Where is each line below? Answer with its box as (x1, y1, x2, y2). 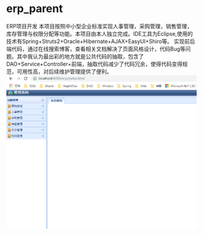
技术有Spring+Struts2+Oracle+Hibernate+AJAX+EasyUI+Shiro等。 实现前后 (6, 37, 195, 45)
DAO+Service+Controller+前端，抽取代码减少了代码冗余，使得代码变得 (6, 60, 182, 68)
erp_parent (6, 2, 63, 16)
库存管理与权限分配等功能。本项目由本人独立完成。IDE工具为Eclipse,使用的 (6, 30, 193, 37)
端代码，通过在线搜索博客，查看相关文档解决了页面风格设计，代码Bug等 (6, 45, 186, 53)
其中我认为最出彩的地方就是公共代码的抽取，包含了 (16, 53, 144, 60)
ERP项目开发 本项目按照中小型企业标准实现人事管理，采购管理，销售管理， (6, 22, 193, 30)
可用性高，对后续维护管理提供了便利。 (16, 68, 112, 75)
